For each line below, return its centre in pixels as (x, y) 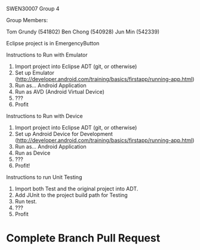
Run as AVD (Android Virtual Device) (59, 92)
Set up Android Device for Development (64, 134)
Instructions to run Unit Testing (44, 177)
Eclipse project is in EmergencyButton (53, 43)
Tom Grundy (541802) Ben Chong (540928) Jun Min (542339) (83, 32)
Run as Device (33, 153)
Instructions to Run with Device (44, 116)
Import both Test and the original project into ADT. (76, 189)
